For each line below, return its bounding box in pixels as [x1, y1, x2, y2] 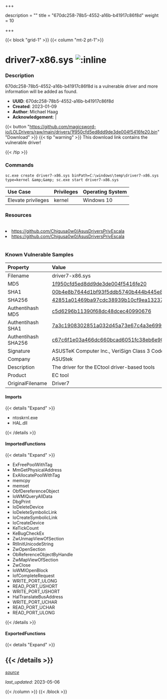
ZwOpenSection [12, 546, 46, 552]
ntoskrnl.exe [12, 414, 38, 420]
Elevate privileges [7, 197, 49, 203]
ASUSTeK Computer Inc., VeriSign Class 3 [52, 348, 150, 355]
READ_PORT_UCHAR [12, 604, 55, 610]
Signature [7, 348, 31, 355]
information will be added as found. [5, 89, 78, 95]
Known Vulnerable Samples [5, 251, 74, 258]
